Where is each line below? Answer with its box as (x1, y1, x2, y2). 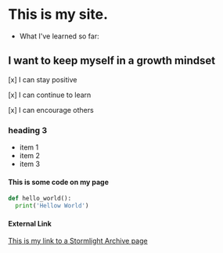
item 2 (19, 151, 41, 161)
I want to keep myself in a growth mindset (8, 54, 216, 67)
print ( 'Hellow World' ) (15, 202, 89, 210)
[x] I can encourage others (8, 105, 94, 114)
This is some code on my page (8, 177, 110, 186)
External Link (8, 219, 52, 228)
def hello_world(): (8, 194, 72, 203)
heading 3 (8, 125, 48, 136)
